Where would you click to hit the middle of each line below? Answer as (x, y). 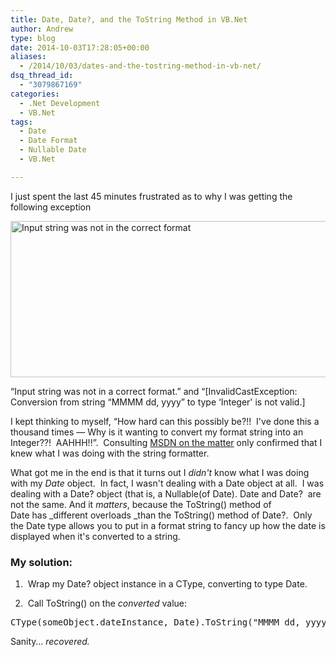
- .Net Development (60, 103)
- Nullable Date (53, 150)
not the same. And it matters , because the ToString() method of (141, 504)
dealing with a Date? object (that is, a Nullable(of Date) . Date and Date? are (166, 493)
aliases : (28, 57)
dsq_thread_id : (42, 76)
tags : (21, 122)
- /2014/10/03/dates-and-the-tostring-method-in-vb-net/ (140, 66)
